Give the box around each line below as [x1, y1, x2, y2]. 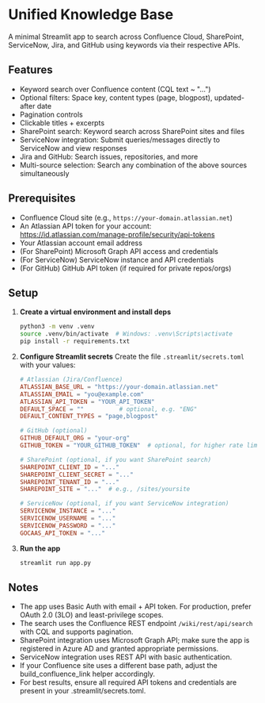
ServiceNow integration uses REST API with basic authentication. [19, 652, 233, 662]
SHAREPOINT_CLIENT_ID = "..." [19, 463, 120, 471]
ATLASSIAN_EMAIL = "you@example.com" [19, 390, 145, 398]
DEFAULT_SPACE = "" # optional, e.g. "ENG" [19, 405, 198, 413]
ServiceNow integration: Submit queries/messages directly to [19, 135, 220, 144]
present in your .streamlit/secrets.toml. [19, 686, 146, 696]
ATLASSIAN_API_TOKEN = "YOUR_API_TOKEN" [19, 398, 155, 405]
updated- [214, 93, 245, 102]
